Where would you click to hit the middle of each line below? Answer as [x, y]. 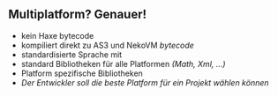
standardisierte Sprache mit [71, 54]
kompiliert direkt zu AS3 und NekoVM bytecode [108, 45]
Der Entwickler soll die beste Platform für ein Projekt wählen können [145, 82]
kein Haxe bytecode [57, 35]
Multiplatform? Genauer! [78, 15]
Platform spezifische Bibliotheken [82, 73]
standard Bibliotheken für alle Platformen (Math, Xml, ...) [123, 63]
